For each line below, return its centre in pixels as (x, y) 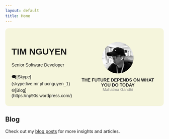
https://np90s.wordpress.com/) (42, 96)
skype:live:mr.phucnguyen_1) (41, 84)
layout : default (22, 11)
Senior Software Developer (38, 65)
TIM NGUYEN (39, 51)
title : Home (18, 16)
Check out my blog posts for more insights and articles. (63, 131)
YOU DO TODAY (118, 85)
